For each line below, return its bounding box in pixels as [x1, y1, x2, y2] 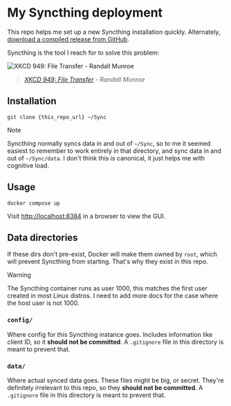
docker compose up [7, 199, 60, 207]
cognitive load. [7, 161, 50, 169]
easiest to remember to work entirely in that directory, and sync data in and [7, 147, 221, 155]
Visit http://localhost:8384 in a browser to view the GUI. [7, 212, 166, 220]
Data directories [7, 232, 78, 243]
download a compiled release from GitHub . [7, 35, 129, 43]
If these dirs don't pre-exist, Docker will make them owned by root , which [7, 250, 218, 259]
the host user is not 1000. [7, 299, 80, 307]
